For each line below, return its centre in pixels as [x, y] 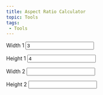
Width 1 [15, 46]
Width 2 [16, 71]
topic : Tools [22, 17]
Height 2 [17, 84]
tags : [13, 23]
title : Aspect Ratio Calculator [46, 12]
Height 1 [16, 58]
